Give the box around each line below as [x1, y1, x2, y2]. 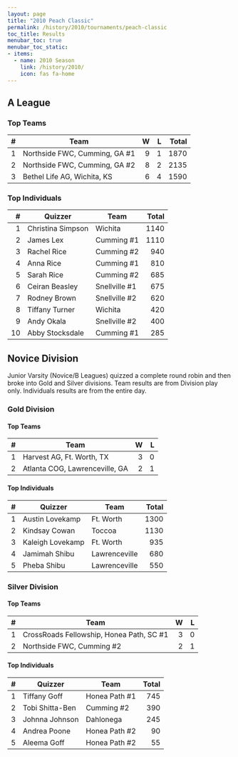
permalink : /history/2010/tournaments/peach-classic [7, 24, 167, 31]
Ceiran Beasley [27, 281, 78, 291]
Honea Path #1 [85, 691, 137, 701]
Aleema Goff [22, 737, 66, 747]
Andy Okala [27, 316, 66, 326]
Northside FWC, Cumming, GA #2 [22, 160, 135, 170]
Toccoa [91, 526, 117, 536]
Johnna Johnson [22, 714, 79, 724]
